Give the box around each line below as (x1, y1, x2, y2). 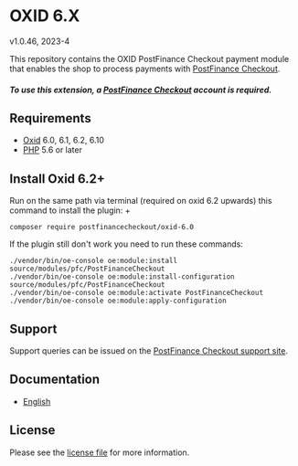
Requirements (9, 111, 91, 126)
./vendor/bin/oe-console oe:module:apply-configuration (9, 296, 227, 306)
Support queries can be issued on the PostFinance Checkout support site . (9, 344, 288, 356)
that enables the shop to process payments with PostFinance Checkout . (9, 63, 281, 74)
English (22, 396, 51, 407)
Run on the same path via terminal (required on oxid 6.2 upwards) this (9, 196, 272, 207)
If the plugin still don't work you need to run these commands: (9, 238, 244, 249)
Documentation (9, 372, 101, 387)
